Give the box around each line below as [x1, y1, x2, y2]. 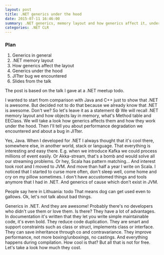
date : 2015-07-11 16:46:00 [5, 16, 60, 21]
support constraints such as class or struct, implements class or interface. [5, 224, 154, 230]
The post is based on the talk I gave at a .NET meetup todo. [5, 88, 124, 94]
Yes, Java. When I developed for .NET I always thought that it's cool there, [5, 137, 155, 144]
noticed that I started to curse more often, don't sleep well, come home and [5, 169, 157, 175]
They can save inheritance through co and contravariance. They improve [5, 229, 152, 235]
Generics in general [12, 52, 52, 59]
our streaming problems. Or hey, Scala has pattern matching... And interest [5, 158, 156, 164]
